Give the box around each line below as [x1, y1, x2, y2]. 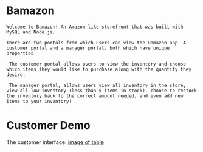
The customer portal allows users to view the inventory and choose [9, 61, 187, 67]
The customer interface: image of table [6, 138, 105, 146]
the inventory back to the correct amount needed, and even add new [6, 92, 184, 99]
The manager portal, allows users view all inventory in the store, [9, 82, 187, 88]
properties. [6, 50, 36, 57]
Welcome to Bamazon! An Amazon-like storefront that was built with [6, 24, 184, 30]
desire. [6, 71, 26, 78]
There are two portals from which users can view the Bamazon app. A [6, 40, 187, 46]
